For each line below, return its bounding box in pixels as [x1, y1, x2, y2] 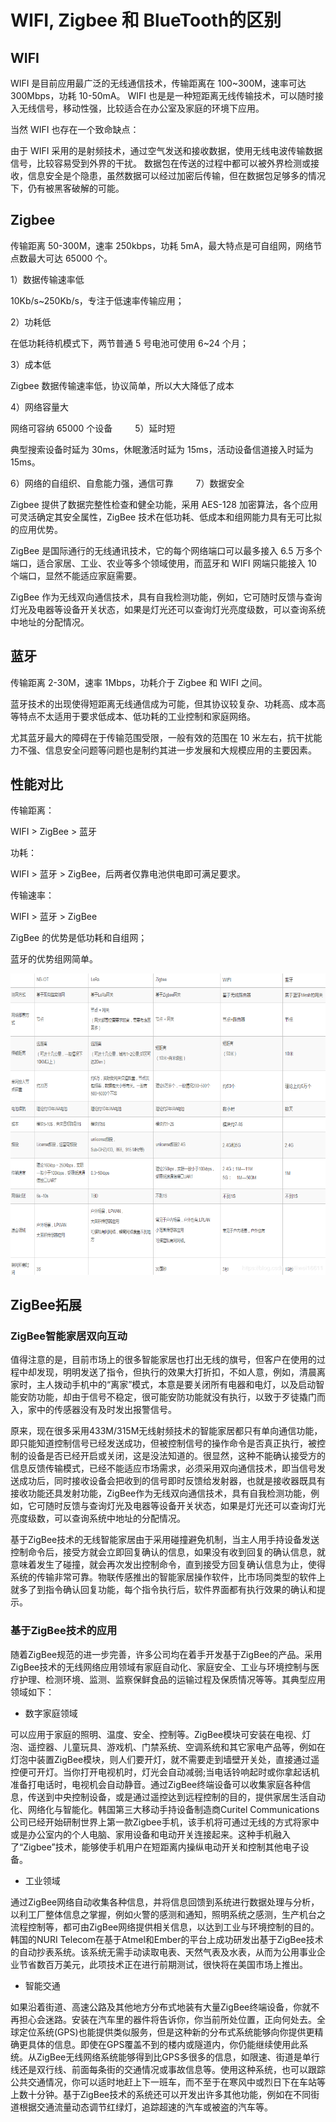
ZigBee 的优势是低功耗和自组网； [10, 932, 148, 944]
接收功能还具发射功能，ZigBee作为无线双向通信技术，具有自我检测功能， [10, 1487, 312, 1500]
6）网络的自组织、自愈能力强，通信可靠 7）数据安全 [10, 477, 245, 489]
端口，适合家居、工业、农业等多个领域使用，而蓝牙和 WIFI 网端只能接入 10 [10, 557, 317, 569]
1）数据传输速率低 [10, 273, 85, 285]
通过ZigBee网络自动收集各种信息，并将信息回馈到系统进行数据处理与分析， [10, 1896, 320, 1908]
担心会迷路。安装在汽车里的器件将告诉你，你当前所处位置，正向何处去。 [18, 2013, 317, 2025]
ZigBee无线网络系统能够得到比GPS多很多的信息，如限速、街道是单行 [36, 2051, 320, 2063]
